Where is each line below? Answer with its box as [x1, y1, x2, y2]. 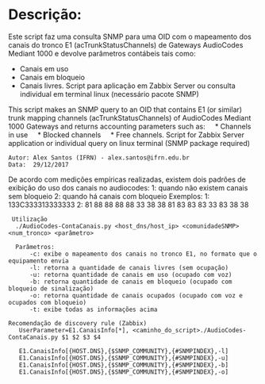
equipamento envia [8, 256, 69, 265]
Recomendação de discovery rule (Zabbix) [8, 319, 148, 327]
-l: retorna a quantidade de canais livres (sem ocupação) [29, 263, 229, 271]
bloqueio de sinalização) [8, 284, 94, 293]
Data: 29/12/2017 [8, 160, 69, 168]
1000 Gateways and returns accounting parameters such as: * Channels [8, 121, 252, 131]
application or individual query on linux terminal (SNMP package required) [8, 138, 251, 148]
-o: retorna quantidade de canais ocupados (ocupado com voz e [29, 291, 244, 299]
